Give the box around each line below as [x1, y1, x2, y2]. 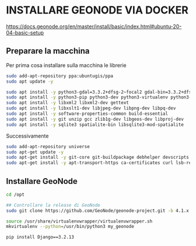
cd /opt [6, 192, 25, 197]
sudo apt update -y [6, 78, 54, 84]
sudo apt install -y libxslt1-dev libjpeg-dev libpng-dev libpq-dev [6, 105, 176, 111]
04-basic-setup [6, 29, 44, 36]
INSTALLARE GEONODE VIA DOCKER [6, 4, 188, 17]
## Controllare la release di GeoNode [6, 202, 100, 208]
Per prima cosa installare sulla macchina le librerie [6, 61, 127, 69]
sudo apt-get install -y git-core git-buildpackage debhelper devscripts [6, 155, 190, 160]
